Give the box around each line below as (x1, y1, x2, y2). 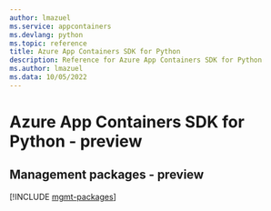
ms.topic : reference (9, 38, 88, 48)
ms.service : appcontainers (9, 22, 112, 31)
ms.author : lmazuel (9, 65, 84, 74)
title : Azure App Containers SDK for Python (9, 47, 181, 56)
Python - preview (9, 131, 143, 151)
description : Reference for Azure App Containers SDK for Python (9, 55, 262, 65)
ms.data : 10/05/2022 (9, 73, 88, 82)
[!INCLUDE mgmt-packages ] (9, 191, 116, 202)
